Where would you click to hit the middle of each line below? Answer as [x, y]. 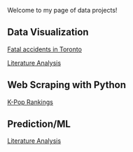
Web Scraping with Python [66, 85]
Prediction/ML [39, 124]
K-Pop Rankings [30, 102]
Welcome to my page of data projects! [62, 10]
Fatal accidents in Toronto [45, 49]
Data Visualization [48, 32]
